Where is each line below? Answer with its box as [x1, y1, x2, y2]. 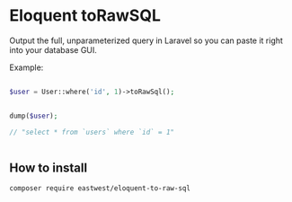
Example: [9, 62, 44, 73]
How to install [9, 160, 88, 175]
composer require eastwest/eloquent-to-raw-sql [9, 184, 191, 193]
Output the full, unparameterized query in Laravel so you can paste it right [9, 35, 283, 46]
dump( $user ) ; [9, 111, 58, 120]
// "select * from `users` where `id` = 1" [9, 127, 175, 136]
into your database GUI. [9, 44, 97, 55]
